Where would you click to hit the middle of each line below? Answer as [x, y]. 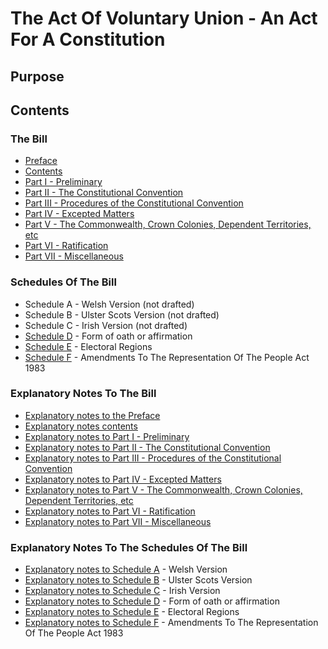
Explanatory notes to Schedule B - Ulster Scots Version [138, 580]
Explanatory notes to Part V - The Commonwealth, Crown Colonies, [163, 489]
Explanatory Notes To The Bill [83, 394]
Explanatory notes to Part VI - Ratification [110, 511]
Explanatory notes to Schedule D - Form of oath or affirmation [152, 601]
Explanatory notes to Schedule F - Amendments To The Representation [171, 623]
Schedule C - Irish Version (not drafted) [106, 325]
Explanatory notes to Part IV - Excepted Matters [123, 479]
